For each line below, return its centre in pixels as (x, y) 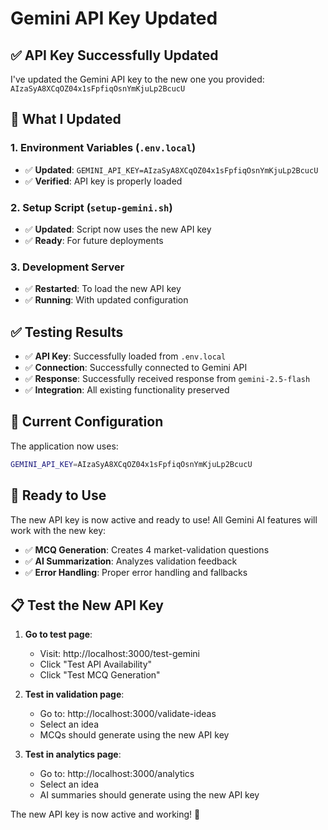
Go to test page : (58, 634)
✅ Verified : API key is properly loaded (103, 181)
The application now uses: (64, 446)
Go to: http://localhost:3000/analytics (117, 774)
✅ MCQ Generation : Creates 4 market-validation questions (147, 549)
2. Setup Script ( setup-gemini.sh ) (91, 207)
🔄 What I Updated (66, 119)
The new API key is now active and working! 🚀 (105, 814)
